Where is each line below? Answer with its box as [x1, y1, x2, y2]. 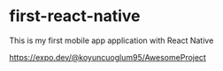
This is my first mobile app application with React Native [9, 35, 214, 46]
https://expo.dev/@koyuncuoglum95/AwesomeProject [9, 52, 206, 62]
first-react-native [9, 6, 141, 26]
